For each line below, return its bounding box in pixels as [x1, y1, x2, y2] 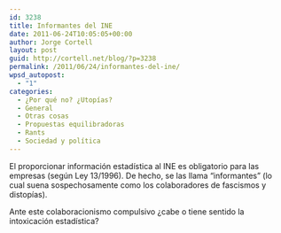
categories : [9, 87, 53, 96]
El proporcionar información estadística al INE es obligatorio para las [9, 160, 260, 171]
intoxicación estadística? [9, 215, 99, 226]
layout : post [9, 46, 58, 55]
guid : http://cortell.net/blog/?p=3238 [9, 54, 157, 63]
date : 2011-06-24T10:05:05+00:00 [9, 29, 133, 38]
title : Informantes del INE [9, 21, 113, 30]
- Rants [17, 128, 46, 137]
